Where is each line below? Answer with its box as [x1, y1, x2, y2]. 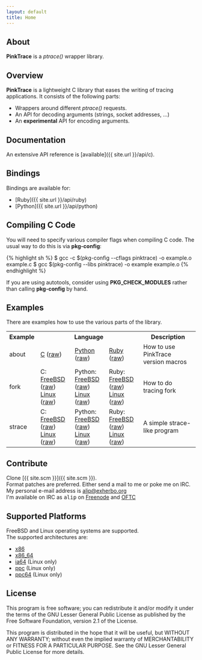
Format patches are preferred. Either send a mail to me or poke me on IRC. [6, 481, 191, 488]
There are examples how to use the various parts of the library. [6, 318, 162, 326]
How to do [143, 379, 173, 387]
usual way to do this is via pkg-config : [6, 242, 102, 249]
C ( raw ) [40, 350, 62, 359]
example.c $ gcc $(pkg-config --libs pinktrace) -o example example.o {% [6, 260, 189, 268]
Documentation [6, 135, 66, 145]
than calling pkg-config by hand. [6, 285, 88, 292]
